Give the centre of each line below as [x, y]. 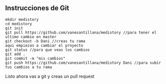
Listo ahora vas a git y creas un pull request [50, 76]
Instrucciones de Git [37, 8]
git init [14, 28]
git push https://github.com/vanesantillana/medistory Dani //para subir [83, 63]
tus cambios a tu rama [29, 67]
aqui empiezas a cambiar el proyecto [44, 45]
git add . [15, 54]
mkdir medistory [22, 19]
